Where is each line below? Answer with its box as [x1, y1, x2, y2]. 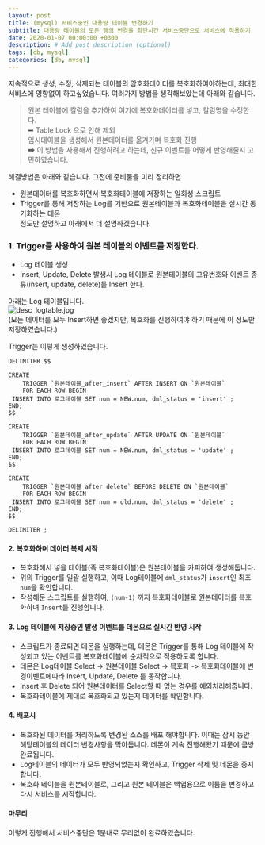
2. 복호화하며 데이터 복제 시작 [8, 543, 98, 553]
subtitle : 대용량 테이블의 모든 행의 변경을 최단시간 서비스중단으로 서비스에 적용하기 [8, 26, 251, 34]
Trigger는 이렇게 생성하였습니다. [8, 342, 108, 351]
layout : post [8, 11, 51, 20]
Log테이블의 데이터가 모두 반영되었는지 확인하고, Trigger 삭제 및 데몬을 [19, 759, 240, 769]
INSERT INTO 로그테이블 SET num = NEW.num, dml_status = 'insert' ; [11, 395, 234, 403]
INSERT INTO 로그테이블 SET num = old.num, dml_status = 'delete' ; [11, 498, 234, 506]
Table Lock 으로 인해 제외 [35, 125, 116, 135]
